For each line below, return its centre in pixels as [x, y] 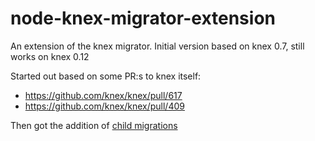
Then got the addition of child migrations [94, 125]
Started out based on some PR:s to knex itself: [106, 76]
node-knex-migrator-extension [143, 18]
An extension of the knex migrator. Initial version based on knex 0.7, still [157, 46]
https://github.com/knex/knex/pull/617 [103, 95]
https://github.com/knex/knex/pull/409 [104, 106]
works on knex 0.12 [50, 56]
